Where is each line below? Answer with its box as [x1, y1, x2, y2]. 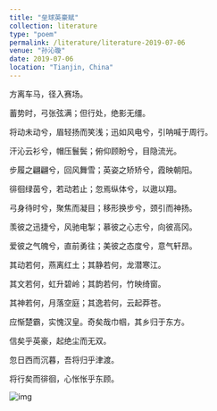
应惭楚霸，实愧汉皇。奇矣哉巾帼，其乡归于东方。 [9, 316, 189, 327]
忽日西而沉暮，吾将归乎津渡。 [9, 354, 119, 365]
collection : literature [9, 21, 98, 30]
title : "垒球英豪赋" [9, 13, 79, 22]
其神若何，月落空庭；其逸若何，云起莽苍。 [9, 297, 166, 308]
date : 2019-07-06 [9, 55, 74, 63]
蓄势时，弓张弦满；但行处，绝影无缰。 [9, 107, 150, 118]
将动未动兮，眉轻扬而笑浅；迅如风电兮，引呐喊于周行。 [9, 126, 213, 137]
